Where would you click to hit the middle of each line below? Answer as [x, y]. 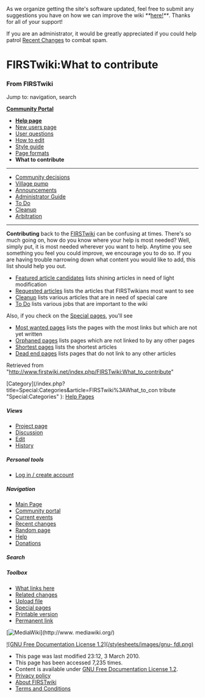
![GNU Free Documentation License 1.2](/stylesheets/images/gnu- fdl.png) [100, 644]
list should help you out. [36, 266]
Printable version [36, 614]
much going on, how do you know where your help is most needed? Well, [99, 240]
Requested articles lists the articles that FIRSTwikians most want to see [104, 291]
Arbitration [29, 216]
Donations [28, 543]
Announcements [36, 190]
